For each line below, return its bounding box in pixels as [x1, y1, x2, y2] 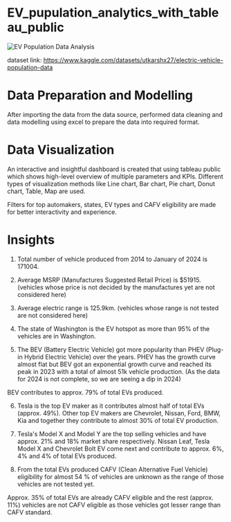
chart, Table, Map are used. [7, 187, 86, 195]
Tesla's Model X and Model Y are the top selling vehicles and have [17, 429, 207, 438]
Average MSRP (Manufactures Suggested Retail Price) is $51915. [17, 276, 202, 284]
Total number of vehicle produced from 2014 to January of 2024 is [17, 255, 207, 263]
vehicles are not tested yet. [17, 480, 95, 488]
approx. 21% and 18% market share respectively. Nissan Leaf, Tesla [17, 437, 210, 445]
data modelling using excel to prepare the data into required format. [7, 118, 200, 126]
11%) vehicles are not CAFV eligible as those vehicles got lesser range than [7, 501, 221, 509]
